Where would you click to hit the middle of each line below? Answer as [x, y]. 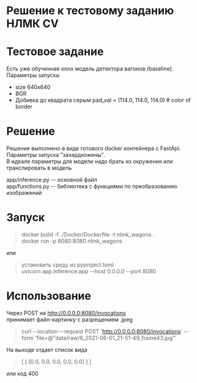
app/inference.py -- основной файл [52, 180]
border [24, 107]
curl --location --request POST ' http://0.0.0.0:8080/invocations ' [102, 331]
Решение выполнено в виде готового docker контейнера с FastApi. [94, 148]
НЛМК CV [33, 24]
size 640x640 [33, 87]
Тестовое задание [55, 52]
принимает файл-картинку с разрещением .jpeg [69, 319]
